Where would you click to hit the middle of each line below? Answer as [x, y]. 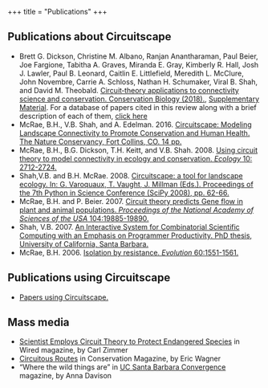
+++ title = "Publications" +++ [57, 12]
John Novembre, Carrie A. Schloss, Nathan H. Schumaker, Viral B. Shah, [138, 82]
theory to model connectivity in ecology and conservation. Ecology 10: [136, 158]
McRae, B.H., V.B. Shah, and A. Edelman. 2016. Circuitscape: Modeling [135, 125]
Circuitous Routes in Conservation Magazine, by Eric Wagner [120, 359]
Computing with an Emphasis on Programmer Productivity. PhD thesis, [136, 235]
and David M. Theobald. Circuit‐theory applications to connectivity [129, 90]
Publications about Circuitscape [89, 37]
